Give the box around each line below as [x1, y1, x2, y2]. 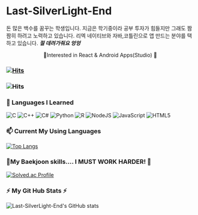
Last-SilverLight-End [6, 4, 112, 18]
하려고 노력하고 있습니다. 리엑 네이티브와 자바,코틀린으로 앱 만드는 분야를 [17, 32, 186, 39]
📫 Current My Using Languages [6, 127, 101, 135]
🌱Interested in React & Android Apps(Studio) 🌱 [43, 51, 157, 58]
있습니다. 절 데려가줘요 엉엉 [17, 39, 81, 46]
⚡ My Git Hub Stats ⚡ [6, 186, 67, 195]
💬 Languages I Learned [6, 98, 74, 107]
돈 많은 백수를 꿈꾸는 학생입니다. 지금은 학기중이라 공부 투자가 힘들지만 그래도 [6, 24, 186, 32]
